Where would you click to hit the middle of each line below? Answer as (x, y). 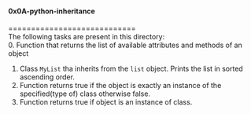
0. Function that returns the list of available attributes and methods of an (125, 45)
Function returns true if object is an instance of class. (106, 102)
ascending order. (47, 77)
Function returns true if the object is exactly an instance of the (120, 86)
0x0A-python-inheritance (52, 11)
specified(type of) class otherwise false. (85, 94)
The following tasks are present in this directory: (87, 37)
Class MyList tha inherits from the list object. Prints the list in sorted (131, 69)
